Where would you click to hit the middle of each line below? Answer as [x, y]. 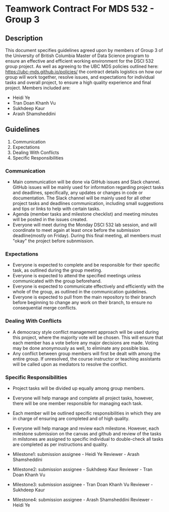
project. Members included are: [38, 88]
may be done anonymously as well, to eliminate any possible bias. [81, 348]
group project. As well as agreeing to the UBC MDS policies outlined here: [82, 66]
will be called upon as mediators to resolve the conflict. [70, 364]
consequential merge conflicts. [45, 308]
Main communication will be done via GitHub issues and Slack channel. [87, 182]
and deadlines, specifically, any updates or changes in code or [77, 193]
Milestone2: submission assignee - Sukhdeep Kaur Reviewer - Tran [82, 469]
